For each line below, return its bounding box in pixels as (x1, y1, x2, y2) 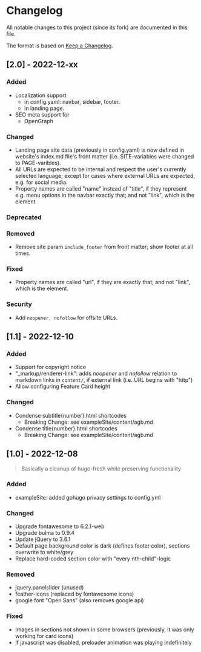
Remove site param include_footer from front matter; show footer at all (15, 243, 193, 251)
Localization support (15, 92, 67, 99)
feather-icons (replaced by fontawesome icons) (15, 590, 134, 598)
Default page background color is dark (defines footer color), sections (15, 542, 190, 549)
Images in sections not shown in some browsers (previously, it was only (15, 626, 194, 633)
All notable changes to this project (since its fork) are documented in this (6, 24, 188, 31)
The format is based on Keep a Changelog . (6, 42, 113, 49)
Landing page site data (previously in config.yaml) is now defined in (15, 146, 185, 154)
